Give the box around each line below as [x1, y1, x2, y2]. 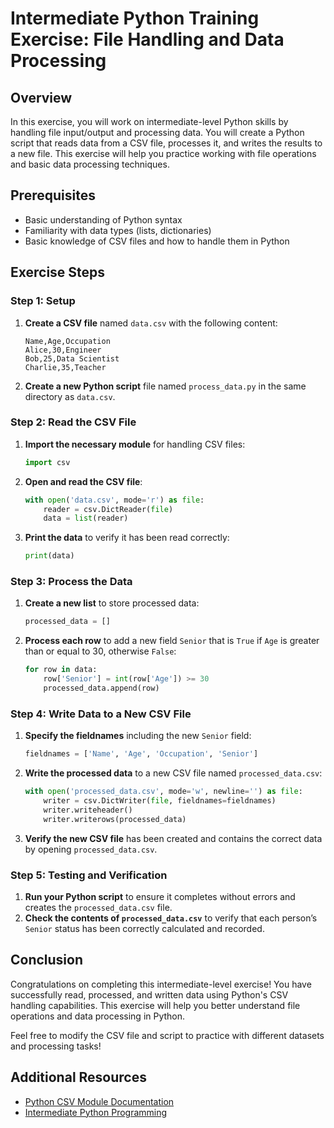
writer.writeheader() [43, 805, 133, 815]
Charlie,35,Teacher [24, 362, 107, 372]
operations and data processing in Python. [10, 1010, 186, 1022]
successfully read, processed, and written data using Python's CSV [10, 988, 289, 1001]
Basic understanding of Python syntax [24, 213, 183, 226]
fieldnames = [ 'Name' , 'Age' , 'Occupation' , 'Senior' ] [24, 749, 259, 759]
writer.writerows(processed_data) [43, 814, 187, 824]
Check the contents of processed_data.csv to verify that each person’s [24, 912, 318, 924]
